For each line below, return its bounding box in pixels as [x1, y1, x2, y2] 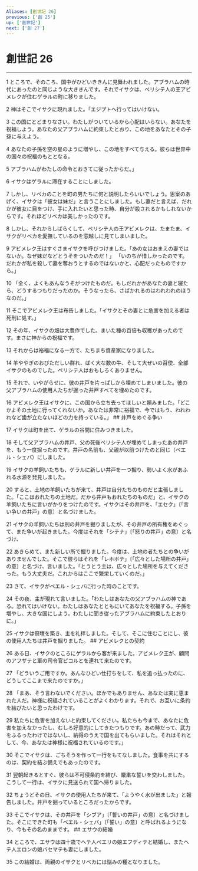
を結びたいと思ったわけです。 [6, 704, 78, 711]
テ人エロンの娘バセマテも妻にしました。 [6, 846, 104, 853]
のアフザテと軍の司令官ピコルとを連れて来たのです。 [6, 657, 135, 664]
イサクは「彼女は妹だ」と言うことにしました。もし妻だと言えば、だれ [21, 198, 192, 205]
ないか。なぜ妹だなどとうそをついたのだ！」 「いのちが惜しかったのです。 [6, 252, 188, 259]
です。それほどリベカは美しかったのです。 [11, 213, 114, 220]
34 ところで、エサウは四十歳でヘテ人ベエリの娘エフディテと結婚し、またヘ [6, 839, 190, 846]
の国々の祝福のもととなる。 [6, 153, 74, 160]
